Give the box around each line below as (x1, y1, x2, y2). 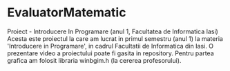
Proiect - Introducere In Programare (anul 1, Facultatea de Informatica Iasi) (7, 27, 219, 35)
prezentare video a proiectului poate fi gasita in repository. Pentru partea (7, 49, 214, 57)
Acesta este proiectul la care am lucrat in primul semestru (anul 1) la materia (7, 34, 223, 42)
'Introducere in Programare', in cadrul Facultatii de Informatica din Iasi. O (7, 42, 214, 50)
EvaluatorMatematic (7, 5, 126, 20)
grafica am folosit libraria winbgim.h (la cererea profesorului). (7, 56, 182, 64)
